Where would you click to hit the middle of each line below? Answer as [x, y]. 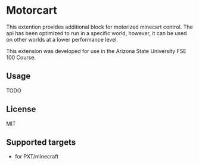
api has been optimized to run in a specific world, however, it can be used [97, 33]
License [21, 109]
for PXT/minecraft [36, 157]
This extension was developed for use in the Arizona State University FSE [96, 51]
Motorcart [32, 10]
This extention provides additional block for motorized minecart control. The [99, 27]
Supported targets [41, 142]
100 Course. [21, 57]
